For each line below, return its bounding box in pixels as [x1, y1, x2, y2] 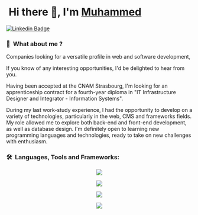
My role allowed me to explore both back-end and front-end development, [6, 119, 187, 126]
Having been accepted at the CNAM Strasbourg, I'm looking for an [6, 82, 168, 89]
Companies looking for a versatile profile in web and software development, [6, 53, 191, 60]
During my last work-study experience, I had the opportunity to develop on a [6, 107, 193, 114]
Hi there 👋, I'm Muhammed [8, 5, 142, 19]
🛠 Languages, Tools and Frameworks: [6, 153, 120, 162]
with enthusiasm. [6, 138, 48, 145]
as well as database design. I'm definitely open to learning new [6, 126, 160, 133]
